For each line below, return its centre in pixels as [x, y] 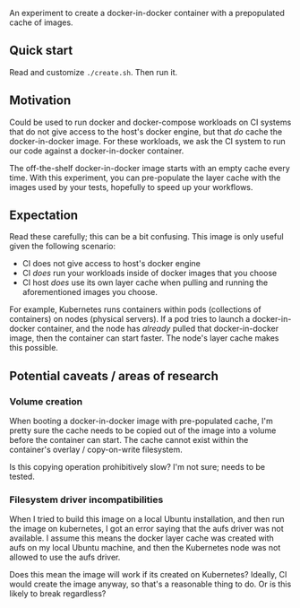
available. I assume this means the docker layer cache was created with [142, 538]
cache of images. [41, 22]
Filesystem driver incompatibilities [86, 499]
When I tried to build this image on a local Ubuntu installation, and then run [147, 519]
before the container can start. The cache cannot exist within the [129, 440]
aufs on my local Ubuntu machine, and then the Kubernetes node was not [145, 548]
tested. [22, 477]
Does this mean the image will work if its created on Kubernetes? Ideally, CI [148, 575]
